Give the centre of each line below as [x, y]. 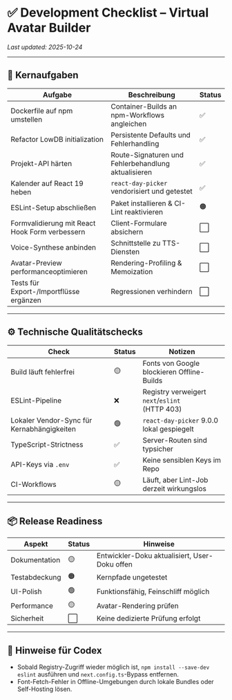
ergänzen [26, 300]
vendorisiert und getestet [151, 191]
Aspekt [36, 544]
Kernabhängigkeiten [43, 429]
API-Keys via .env [40, 464]
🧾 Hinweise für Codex [55, 651]
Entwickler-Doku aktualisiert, [144, 556]
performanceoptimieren [49, 271]
